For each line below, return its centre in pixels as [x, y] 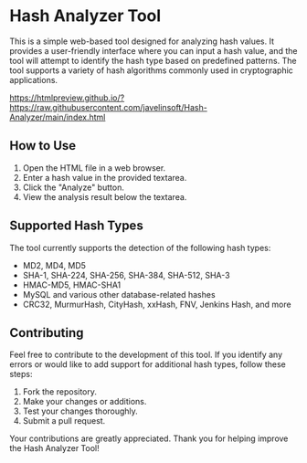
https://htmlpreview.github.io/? [67, 98]
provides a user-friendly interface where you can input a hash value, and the [153, 50]
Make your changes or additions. [85, 402]
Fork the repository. [60, 392]
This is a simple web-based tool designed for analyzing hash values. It [142, 41]
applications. [33, 79]
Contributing [47, 333]
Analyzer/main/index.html [58, 117]
